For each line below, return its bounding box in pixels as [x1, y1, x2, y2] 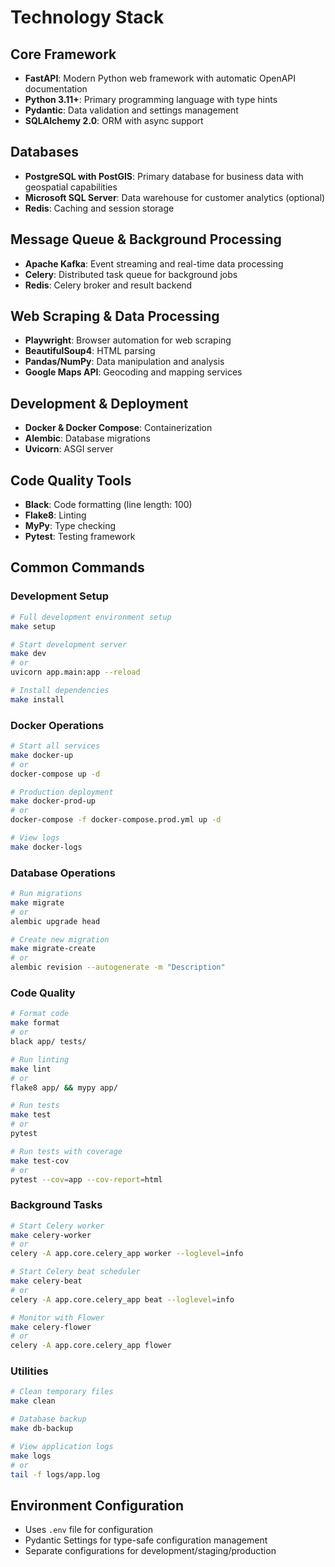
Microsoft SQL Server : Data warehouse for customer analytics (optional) [24, 191, 326, 203]
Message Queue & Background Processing [10, 231, 282, 248]
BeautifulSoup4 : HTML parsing [24, 345, 156, 357]
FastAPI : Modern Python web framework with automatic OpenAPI [24, 72, 297, 84]
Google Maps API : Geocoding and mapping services [24, 366, 243, 378]
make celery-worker [10, 1230, 92, 1240]
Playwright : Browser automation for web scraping [24, 334, 232, 346]
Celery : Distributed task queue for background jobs [24, 268, 238, 280]
